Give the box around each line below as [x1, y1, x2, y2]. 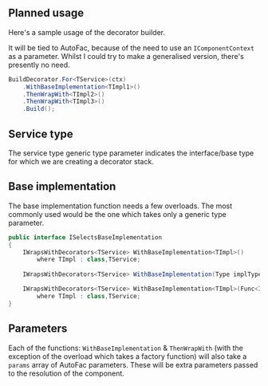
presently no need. [8, 60, 70, 69]
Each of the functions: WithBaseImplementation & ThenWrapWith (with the [8, 343, 243, 353]
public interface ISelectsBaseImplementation [8, 233, 162, 242]
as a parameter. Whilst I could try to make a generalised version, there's [8, 51, 245, 61]
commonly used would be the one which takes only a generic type [8, 209, 227, 219]
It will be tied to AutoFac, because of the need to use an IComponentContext [8, 43, 255, 53]
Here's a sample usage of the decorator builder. [8, 27, 166, 37]
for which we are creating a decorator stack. [8, 157, 154, 166]
